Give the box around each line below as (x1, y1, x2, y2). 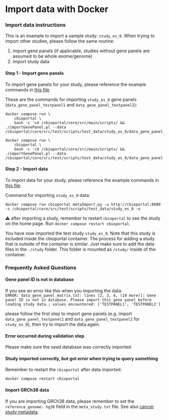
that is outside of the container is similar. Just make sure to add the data (5, 241, 155, 247)
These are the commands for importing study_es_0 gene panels (5, 96, 137, 102)
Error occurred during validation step (5, 333, 84, 339)
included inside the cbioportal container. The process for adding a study (5, 235, 155, 242)
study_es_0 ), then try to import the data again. (5, 322, 101, 328)
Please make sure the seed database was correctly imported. (5, 344, 132, 350)
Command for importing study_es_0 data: (5, 192, 91, 198)
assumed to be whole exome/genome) (12, 53, 93, 59)
